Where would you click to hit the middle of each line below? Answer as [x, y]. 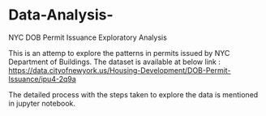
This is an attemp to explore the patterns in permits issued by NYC [119, 53]
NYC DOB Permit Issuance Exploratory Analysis [88, 37]
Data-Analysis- [61, 15]
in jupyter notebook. [42, 103]
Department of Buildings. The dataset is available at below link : [114, 62]
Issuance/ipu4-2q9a [43, 79]
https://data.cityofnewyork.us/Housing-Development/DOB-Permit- [120, 70]
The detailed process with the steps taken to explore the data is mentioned [133, 94]
